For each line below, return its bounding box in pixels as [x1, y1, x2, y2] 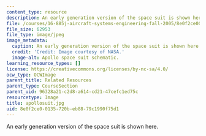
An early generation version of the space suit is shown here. [6, 123, 159, 130]
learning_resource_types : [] [6, 60, 81, 66]
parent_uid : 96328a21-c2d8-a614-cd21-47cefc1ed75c [6, 89, 139, 95]
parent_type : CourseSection [6, 83, 78, 89]
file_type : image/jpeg [6, 32, 64, 38]
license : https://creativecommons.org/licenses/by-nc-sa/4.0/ [6, 66, 169, 72]
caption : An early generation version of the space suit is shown [12, 43, 185, 50]
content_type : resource [6, 9, 67, 15]
